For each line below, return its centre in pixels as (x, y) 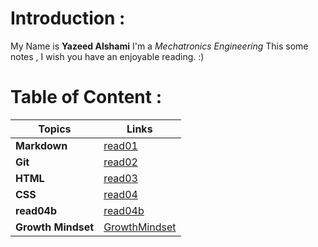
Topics (55, 129)
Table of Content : (86, 97)
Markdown (41, 145)
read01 (120, 145)
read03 (120, 178)
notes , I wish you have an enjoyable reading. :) (107, 56)
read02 (120, 162)
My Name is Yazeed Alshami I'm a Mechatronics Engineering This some (159, 46)
